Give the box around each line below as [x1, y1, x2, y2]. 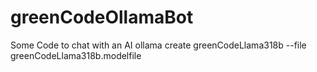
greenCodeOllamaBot [10, 6, 194, 29]
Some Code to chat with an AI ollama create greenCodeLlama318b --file [10, 39, 307, 51]
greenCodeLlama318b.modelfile [10, 49, 142, 61]
